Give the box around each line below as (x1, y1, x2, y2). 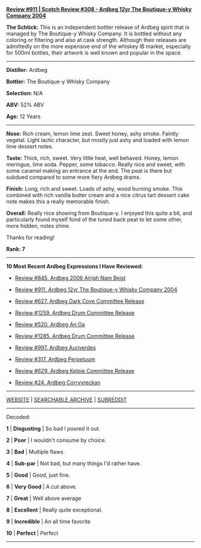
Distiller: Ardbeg (6, 67, 48, 73)
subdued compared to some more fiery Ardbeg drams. (6, 174, 141, 180)
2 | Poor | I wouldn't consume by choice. (6, 436, 106, 444)
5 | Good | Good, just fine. (6, 471, 71, 478)
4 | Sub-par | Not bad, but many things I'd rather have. (6, 460, 142, 467)
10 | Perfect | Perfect (6, 529, 59, 537)
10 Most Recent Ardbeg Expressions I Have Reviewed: (6, 263, 144, 270)
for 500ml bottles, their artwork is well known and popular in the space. (6, 49, 182, 56)
